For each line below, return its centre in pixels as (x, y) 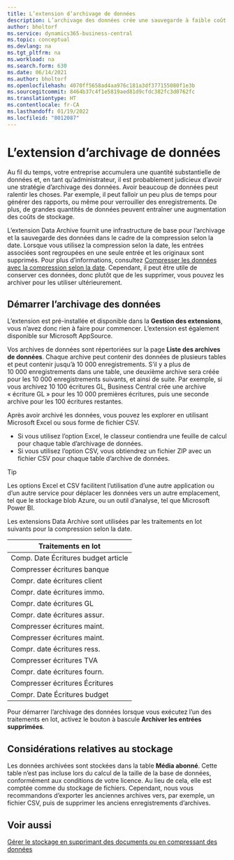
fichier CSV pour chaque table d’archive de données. (93, 459)
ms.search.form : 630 (37, 66)
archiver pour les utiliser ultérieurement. (65, 282)
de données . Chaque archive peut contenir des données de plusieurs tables (117, 357)
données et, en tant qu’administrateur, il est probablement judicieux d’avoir (115, 179)
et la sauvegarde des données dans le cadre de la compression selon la (110, 237)
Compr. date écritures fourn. (57, 672)
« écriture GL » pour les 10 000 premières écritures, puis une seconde (108, 394)
